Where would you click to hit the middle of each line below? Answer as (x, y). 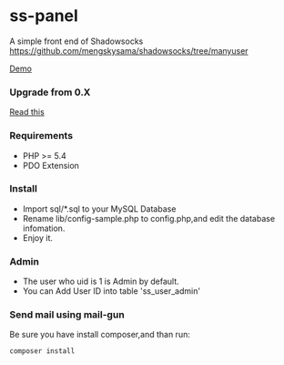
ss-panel (44, 16)
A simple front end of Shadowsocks (76, 41)
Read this (27, 112)
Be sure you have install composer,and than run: (100, 335)
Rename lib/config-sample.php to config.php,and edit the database (149, 218)
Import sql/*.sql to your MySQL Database (99, 209)
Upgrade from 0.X (50, 92)
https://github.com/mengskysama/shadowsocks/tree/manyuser (129, 50)
